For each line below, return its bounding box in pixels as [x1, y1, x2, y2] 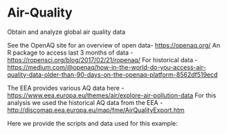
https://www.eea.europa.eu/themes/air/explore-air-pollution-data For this [7, 91, 217, 99]
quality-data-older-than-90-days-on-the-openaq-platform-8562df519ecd [7, 70, 218, 79]
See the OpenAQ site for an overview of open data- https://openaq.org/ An [7, 41, 220, 49]
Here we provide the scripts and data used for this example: [7, 119, 178, 127]
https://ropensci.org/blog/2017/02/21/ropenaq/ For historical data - [7, 55, 199, 64]
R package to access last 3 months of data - [7, 48, 134, 57]
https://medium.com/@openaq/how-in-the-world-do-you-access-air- [7, 63, 206, 71]
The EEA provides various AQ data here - [7, 84, 125, 92]
